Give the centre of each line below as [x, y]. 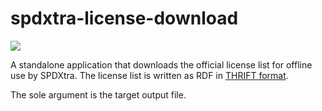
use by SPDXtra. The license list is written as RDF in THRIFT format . [149, 75]
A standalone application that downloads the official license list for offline [161, 64]
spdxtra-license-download [124, 18]
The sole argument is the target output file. [98, 94]
